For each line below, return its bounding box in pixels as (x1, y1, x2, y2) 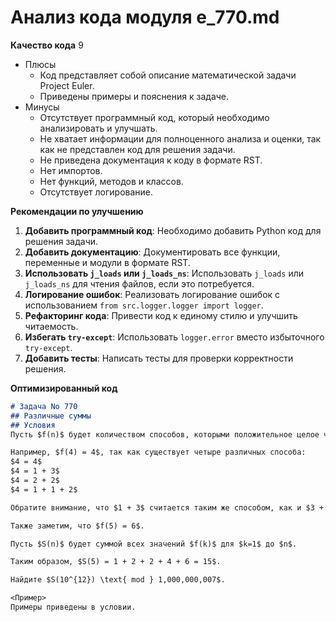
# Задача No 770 (10, 401, 78, 411)
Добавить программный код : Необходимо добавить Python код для (24, 224, 322, 236)
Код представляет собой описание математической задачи (39, 69, 297, 81)
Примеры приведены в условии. (10, 602, 137, 613)
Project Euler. (39, 79, 95, 91)
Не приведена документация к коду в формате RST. (39, 154, 263, 166)
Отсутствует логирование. (39, 186, 154, 198)
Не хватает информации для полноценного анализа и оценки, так (39, 132, 322, 145)
